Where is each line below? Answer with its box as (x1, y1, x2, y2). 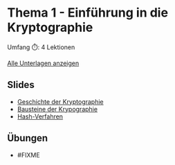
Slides (7, 79, 35, 91)
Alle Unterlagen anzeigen (7, 59, 80, 67)
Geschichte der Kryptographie (17, 97, 104, 105)
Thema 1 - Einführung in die (7, 5, 168, 21)
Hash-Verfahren (17, 112, 64, 121)
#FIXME (17, 150, 40, 159)
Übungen (7, 132, 48, 144)
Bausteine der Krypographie (17, 105, 98, 113)
